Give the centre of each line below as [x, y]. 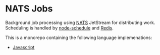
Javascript [23, 47]
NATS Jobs [29, 9]
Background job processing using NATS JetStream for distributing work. [80, 22]
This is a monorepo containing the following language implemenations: [79, 37]
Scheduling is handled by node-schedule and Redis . [59, 27]
